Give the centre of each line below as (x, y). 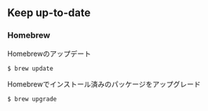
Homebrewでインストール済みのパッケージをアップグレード (104, 84)
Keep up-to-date (49, 13)
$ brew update (31, 68)
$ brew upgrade (32, 99)
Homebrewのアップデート (49, 54)
